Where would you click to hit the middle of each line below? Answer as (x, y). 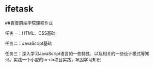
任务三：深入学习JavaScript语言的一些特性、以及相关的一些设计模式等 (75, 54)
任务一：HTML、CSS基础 (30, 33)
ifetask (19, 9)
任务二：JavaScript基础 (29, 43)
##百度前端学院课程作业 (29, 23)
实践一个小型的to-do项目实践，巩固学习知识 (57, 59)
